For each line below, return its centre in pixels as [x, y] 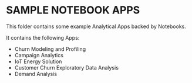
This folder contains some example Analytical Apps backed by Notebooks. [96, 26]
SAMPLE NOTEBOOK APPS [73, 10]
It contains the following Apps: [43, 37]
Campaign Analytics [39, 55]
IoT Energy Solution [38, 61]
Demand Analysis [36, 74]
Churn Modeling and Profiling [50, 49]
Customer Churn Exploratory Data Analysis [67, 67]
